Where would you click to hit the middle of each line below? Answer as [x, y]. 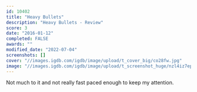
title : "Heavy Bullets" [35, 17]
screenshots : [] [26, 55]
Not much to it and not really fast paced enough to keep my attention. [90, 83]
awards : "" [19, 45]
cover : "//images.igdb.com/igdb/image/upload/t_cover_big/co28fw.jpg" [94, 60]
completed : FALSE [27, 39]
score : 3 [17, 28]
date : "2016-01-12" [30, 33]
